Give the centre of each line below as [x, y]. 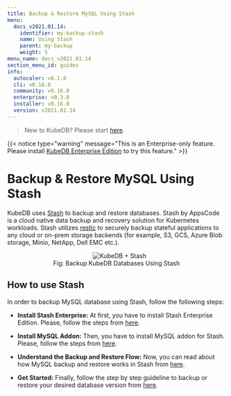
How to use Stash [46, 285]
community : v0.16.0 [42, 91]
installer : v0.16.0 [42, 104]
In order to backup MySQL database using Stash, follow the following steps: [115, 302]
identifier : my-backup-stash [62, 33]
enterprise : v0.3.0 [42, 98]
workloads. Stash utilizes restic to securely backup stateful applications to [113, 227]
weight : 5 [34, 53]
